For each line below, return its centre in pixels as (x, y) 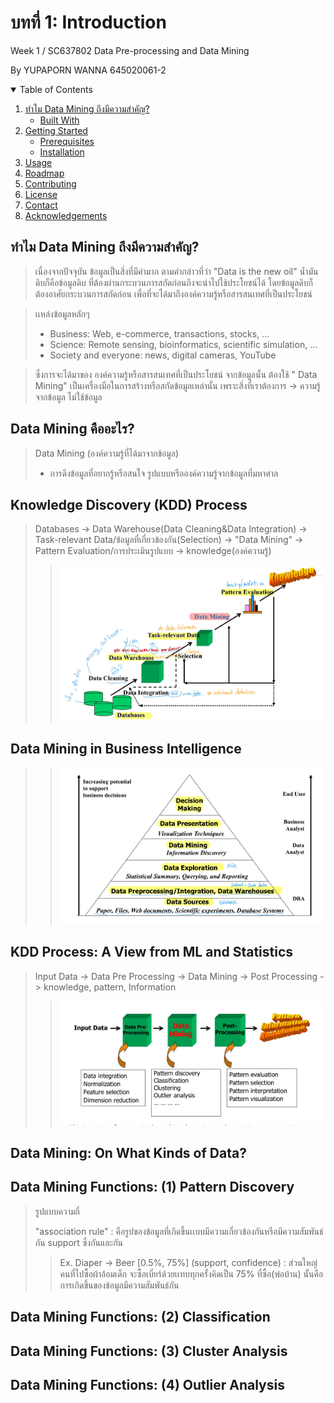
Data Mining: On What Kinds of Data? (128, 1152)
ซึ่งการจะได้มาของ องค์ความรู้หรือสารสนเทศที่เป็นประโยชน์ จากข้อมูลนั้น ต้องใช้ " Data (176, 374)
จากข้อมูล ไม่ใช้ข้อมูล (68, 397)
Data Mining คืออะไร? (72, 429)
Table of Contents (56, 89)
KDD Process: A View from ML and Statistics (152, 952)
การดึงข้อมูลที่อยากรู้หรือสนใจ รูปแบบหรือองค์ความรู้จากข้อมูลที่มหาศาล (164, 473)
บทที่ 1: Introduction (88, 22)
